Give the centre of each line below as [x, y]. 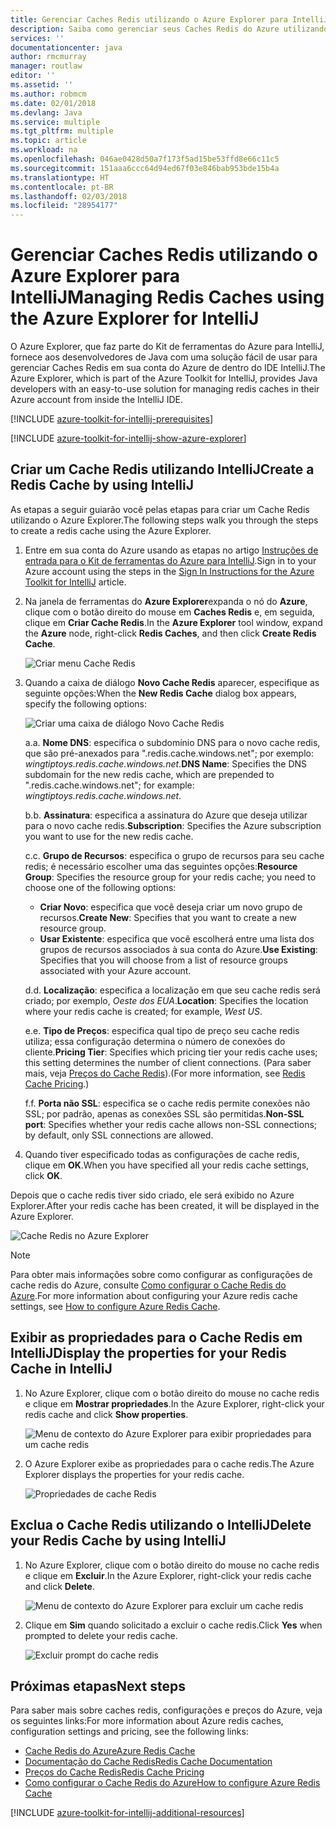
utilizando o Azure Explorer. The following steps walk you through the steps [164, 520]
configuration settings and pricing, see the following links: [129, 1732]
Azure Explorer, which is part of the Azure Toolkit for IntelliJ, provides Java [164, 378]
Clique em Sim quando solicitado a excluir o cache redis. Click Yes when [173, 1625]
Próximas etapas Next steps [98, 1686]
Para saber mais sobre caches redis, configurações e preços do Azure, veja [166, 1710]
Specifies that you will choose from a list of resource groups [163, 960]
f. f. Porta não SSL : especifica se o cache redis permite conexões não [167, 1103]
